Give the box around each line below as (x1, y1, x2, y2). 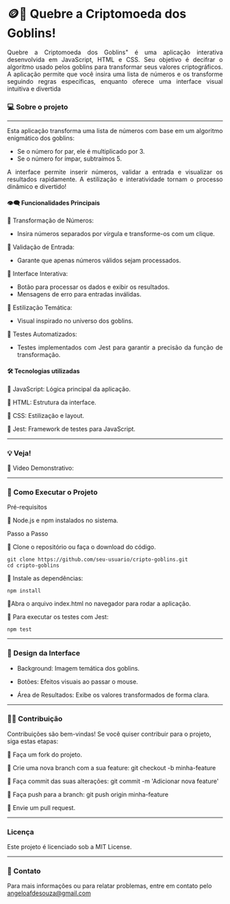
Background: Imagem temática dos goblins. (16, 664, 140, 672)
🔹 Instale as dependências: (7, 575, 84, 583)
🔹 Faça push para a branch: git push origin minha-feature (7, 790, 169, 798)
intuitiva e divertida (7, 84, 62, 93)
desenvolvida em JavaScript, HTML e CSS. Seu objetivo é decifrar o (7, 55, 223, 63)
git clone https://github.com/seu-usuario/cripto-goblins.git (7, 556, 188, 564)
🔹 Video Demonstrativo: (7, 463, 74, 472)
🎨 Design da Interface (7, 649, 81, 658)
